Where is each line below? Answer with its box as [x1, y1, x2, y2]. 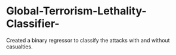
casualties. [6, 43, 33, 50]
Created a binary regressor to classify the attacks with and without [6, 36, 170, 44]
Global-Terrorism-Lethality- [6, 4, 147, 18]
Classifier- [6, 17, 60, 30]
